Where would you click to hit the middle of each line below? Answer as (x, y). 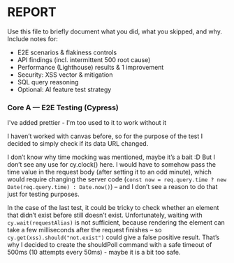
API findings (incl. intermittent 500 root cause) (84, 59)
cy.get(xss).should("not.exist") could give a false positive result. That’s (114, 237)
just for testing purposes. (43, 194)
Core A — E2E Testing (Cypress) (63, 107)
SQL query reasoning (48, 82)
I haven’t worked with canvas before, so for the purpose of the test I (105, 136)
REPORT (32, 12)
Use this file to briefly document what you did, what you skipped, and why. (115, 31)
